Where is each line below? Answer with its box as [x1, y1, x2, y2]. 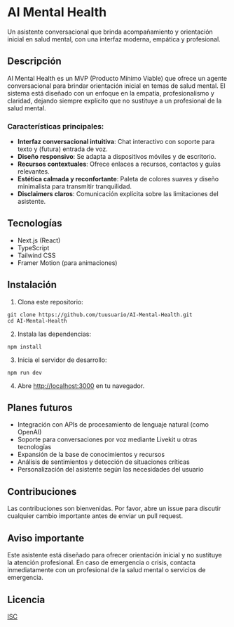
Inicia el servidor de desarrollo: [17, 356, 107, 364]
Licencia [7, 593, 46, 605]
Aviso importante [7, 532, 85, 544]
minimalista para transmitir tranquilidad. [17, 182, 132, 190]
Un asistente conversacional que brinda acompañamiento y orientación [7, 27, 214, 36]
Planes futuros [7, 402, 73, 414]
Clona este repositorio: [17, 297, 83, 306]
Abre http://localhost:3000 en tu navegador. [17, 381, 145, 390]
